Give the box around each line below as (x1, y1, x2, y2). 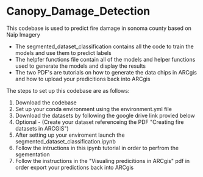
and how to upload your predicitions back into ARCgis (15, 75, 151, 82)
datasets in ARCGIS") (15, 125, 69, 132)
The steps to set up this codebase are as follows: (6, 87, 130, 94)
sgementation (15, 151, 50, 158)
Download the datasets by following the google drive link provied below (15, 112, 195, 119)
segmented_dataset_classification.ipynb (15, 137, 116, 145)
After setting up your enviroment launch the (15, 131, 125, 139)
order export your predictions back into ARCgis (15, 164, 134, 171)
